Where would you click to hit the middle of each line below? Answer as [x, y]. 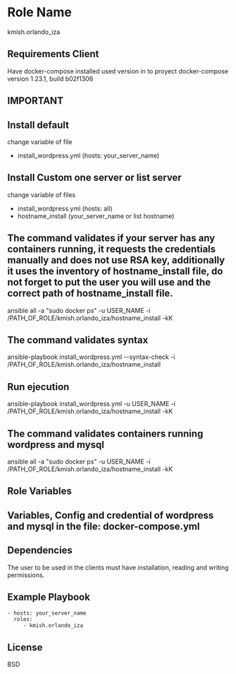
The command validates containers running [105, 433]
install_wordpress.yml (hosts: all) [65, 208]
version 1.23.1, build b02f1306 [50, 78]
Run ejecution [38, 387]
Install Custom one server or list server [94, 178]
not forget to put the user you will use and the [109, 282]
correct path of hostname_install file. [91, 294]
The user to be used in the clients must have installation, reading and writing [118, 567]
